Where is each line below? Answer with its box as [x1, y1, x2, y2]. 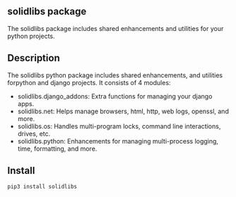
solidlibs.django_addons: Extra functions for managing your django [17, 91, 213, 101]
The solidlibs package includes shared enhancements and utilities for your [7, 24, 224, 32]
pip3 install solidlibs [7, 183, 78, 191]
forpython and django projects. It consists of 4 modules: [7, 78, 171, 87]
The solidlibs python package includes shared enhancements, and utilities [7, 70, 223, 80]
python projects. [7, 32, 55, 40]
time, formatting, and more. [17, 144, 98, 153]
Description [7, 52, 60, 64]
